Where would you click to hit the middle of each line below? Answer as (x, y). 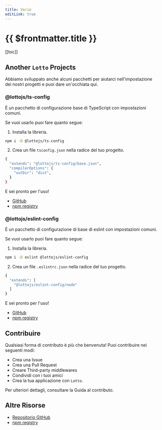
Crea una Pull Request (34, 365)
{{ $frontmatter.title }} (51, 38)
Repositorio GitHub (31, 417)
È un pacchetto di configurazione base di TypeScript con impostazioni (76, 108)
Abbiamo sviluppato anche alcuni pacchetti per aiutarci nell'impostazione (79, 79)
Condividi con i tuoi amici (38, 376)
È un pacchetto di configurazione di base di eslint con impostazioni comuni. (81, 229)
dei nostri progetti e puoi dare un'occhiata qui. (52, 84)
